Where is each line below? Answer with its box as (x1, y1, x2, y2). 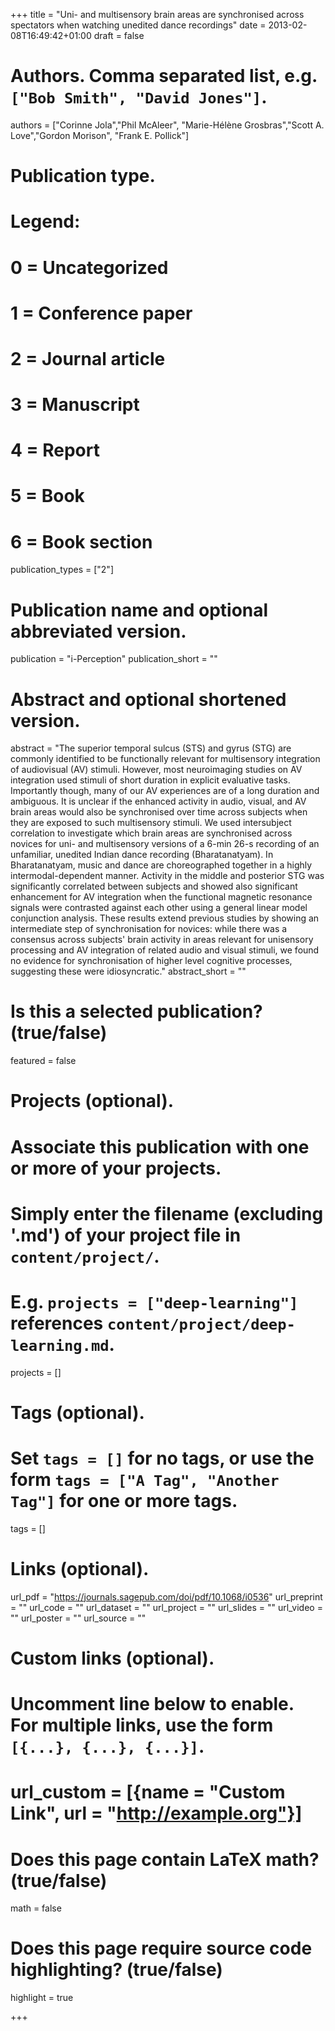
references (10, 1312, 104, 1334)
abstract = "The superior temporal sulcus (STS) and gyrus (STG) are (10, 742, 292, 754)
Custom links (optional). (10, 1647, 215, 1669)
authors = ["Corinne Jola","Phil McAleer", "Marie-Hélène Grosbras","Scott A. (10, 119, 325, 131)
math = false (10, 1902, 62, 1914)
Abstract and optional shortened (10, 688, 287, 711)
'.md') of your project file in (10, 1224, 242, 1246)
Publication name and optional (10, 599, 269, 621)
